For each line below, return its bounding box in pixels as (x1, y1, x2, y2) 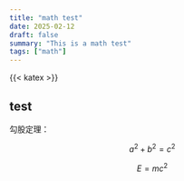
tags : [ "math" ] (9, 47, 67, 56)
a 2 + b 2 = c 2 (129, 142, 176, 155)
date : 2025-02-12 (9, 22, 75, 31)
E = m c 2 (136, 161, 169, 174)
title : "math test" (9, 13, 83, 23)
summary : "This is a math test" (9, 38, 131, 48)
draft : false (9, 30, 59, 39)
